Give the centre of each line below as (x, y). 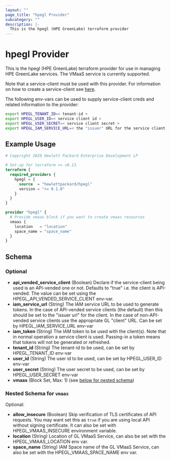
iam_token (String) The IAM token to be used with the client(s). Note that (89, 331)
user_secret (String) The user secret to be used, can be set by (79, 369)
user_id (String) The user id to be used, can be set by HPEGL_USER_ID (87, 358)
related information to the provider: (42, 105)
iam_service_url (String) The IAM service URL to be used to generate (86, 304)
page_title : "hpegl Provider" (38, 15)
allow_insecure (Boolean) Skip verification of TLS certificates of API (84, 415)
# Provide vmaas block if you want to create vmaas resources (77, 217)
